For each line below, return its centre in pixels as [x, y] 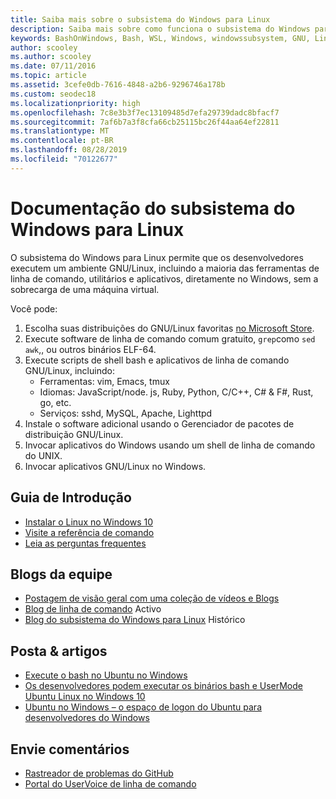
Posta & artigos [59, 651]
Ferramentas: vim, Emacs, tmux [104, 381]
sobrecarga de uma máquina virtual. [85, 289]
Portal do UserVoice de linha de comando [110, 783]
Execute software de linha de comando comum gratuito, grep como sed [170, 338]
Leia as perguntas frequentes [85, 543]
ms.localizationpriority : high [75, 103]
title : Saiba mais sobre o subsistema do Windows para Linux [140, 19]
